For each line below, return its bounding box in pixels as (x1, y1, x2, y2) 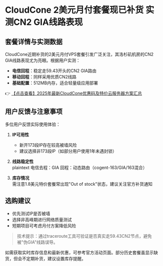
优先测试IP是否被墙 (12, 210, 50, 216)
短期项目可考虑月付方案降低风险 (12, 223, 76, 228)
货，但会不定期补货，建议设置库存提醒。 (5, 255, 86, 261)
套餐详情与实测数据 (5, 38, 63, 46)
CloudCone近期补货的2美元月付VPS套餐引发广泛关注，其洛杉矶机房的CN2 (5, 52, 154, 57)
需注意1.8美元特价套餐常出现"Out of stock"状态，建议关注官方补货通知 (12, 181, 153, 187)
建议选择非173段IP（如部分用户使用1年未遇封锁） (19, 148, 117, 154)
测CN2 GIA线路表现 (5, 17, 83, 28)
